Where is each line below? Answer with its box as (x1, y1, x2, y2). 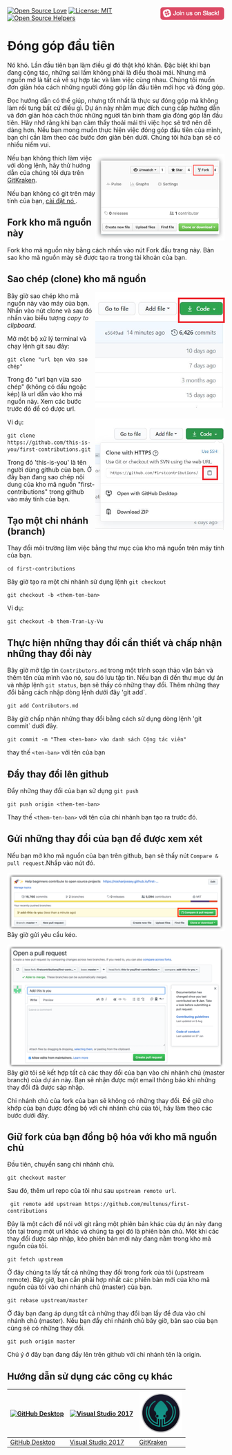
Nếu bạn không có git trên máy (7, 189, 95, 197)
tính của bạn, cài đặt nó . (7, 196, 78, 205)
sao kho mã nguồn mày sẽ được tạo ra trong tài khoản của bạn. (7, 253, 188, 261)
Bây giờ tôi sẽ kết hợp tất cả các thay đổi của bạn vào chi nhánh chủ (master (7, 1068, 225, 1077)
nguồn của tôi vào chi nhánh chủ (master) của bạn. (7, 1283, 153, 1291)
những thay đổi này (7, 647, 92, 660)
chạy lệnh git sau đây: (7, 342, 70, 350)
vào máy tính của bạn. (7, 494, 70, 503)
